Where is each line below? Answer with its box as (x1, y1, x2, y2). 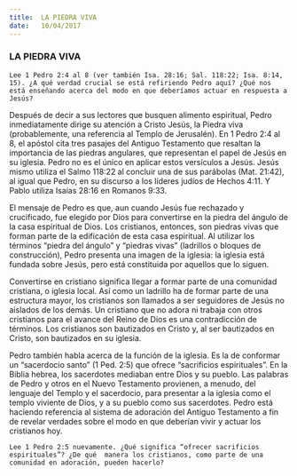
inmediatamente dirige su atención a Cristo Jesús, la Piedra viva (9, 119, 244, 130)
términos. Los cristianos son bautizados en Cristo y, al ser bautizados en (9, 323, 275, 334)
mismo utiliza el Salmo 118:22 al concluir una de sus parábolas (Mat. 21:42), (9, 166, 285, 177)
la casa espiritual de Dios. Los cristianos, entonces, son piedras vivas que (9, 221, 279, 232)
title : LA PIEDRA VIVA (9, 12, 98, 22)
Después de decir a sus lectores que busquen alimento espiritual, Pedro (9, 109, 272, 120)
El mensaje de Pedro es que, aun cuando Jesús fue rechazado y (9, 202, 245, 213)
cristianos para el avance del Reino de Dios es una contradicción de (9, 313, 257, 324)
